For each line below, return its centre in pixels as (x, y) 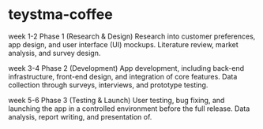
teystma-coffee (60, 15)
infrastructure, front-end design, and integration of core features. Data (123, 76)
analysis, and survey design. (54, 53)
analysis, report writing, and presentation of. (80, 116)
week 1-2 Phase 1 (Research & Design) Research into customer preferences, (132, 36)
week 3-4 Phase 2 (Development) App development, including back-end (126, 68)
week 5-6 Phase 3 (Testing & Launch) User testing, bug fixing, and (116, 100)
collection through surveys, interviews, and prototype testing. (108, 85)
